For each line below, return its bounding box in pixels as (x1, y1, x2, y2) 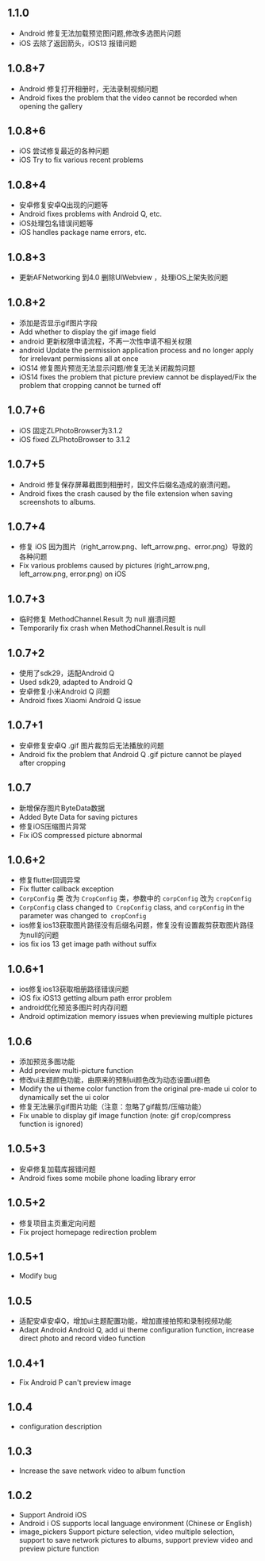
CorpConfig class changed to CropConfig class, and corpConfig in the (18, 902, 245, 912)
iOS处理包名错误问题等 (18, 218, 94, 229)
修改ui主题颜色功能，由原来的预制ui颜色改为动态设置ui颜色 (18, 1075, 211, 1084)
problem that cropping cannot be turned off (18, 380, 162, 390)
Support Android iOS (18, 1509, 87, 1519)
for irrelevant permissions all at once (18, 353, 139, 363)
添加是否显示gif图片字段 (18, 317, 98, 328)
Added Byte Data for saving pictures (18, 812, 138, 821)
